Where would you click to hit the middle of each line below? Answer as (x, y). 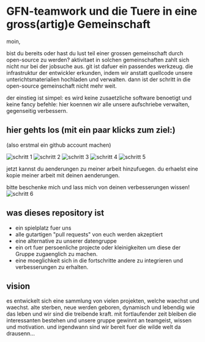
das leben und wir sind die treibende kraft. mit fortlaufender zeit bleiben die (102, 314)
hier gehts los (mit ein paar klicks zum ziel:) (91, 130)
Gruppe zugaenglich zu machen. (56, 254)
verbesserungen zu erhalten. (52, 267)
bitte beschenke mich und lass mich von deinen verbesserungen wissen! (98, 187)
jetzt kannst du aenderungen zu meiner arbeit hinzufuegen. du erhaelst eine (102, 169)
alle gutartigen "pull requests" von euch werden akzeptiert (89, 234)
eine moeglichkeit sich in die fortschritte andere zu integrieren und (99, 260)
